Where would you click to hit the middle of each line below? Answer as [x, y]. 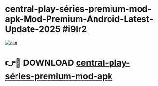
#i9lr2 [75, 29]
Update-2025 [33, 29]
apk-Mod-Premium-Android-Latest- [79, 19]
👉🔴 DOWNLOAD [39, 63]
